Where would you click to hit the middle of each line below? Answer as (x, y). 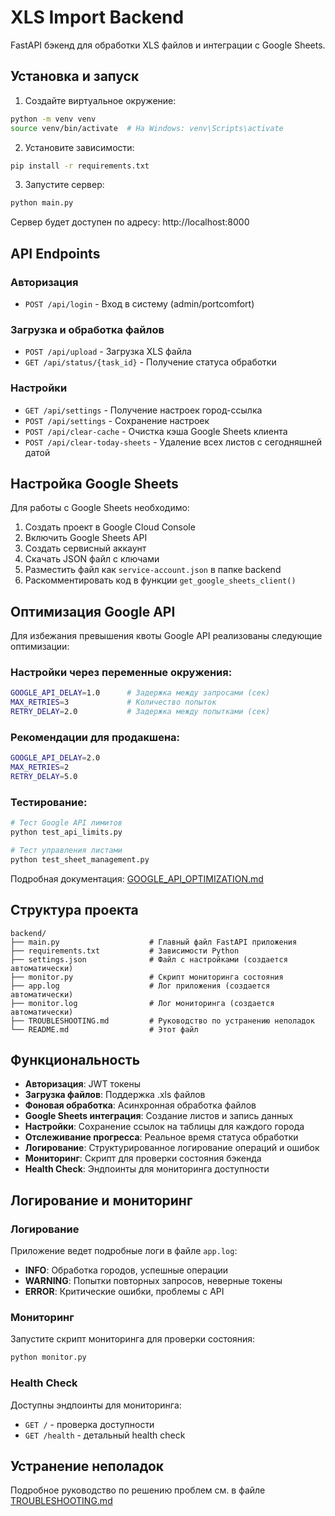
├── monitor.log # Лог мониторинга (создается (142, 1003)
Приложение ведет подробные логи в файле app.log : (124, 1251)
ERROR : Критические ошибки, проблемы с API (124, 1292)
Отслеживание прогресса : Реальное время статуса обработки (161, 1137)
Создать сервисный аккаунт (85, 548)
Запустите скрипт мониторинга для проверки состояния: (133, 1339)
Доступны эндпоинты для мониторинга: (96, 1405)
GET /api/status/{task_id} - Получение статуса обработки (150, 362)
